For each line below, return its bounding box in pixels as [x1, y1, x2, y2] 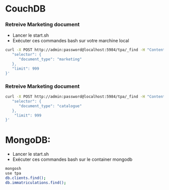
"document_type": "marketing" [18, 57, 82, 62]
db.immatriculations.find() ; [5, 180, 66, 185]
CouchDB [5, 3, 46, 15]
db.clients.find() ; [5, 175, 46, 180]
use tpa [5, 171, 22, 176]
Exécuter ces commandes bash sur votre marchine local [12, 38, 129, 44]
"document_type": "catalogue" [18, 104, 82, 109]
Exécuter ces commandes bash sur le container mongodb [12, 156, 133, 162]
